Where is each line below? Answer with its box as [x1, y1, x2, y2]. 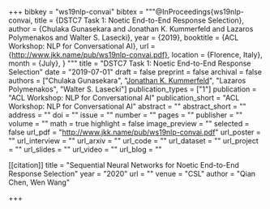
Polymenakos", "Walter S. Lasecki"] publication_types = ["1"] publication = [8, 84, 257, 94]
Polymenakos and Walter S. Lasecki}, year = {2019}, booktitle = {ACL [8, 32, 239, 42]
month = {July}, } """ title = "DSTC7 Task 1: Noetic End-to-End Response [8, 58, 251, 68]
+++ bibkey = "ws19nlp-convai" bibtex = [8, 7, 144, 16]
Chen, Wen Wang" [8, 177, 71, 187]
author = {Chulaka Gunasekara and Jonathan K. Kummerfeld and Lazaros [8, 24, 254, 33]
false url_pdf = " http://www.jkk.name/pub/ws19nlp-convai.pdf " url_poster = [8, 127, 261, 137]
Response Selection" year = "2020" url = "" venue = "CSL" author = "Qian [8, 169, 256, 178]
